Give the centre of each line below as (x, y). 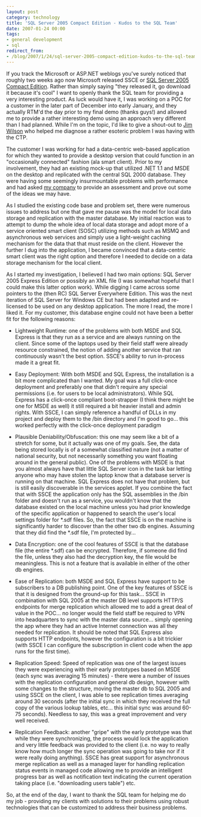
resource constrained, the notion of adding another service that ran (98, 349)
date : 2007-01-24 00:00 (36, 29)
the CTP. (17, 137)
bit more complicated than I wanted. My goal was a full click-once (96, 380)
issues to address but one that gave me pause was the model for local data (99, 211)
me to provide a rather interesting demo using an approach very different (96, 118)
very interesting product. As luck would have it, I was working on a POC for (99, 99)
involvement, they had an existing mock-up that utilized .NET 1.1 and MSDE (98, 168)
